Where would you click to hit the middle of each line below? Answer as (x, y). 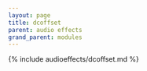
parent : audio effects (45, 30)
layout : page (29, 15)
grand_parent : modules (45, 37)
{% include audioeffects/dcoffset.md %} (73, 59)
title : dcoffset (35, 23)
